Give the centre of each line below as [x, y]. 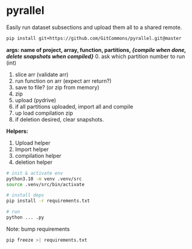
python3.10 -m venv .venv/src [44, 179]
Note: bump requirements [38, 229]
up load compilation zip [44, 113]
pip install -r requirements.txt [48, 201]
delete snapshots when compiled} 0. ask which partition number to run [96, 56]
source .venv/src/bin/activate [45, 184]
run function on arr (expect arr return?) [63, 81]
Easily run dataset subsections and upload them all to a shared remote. [94, 27]
